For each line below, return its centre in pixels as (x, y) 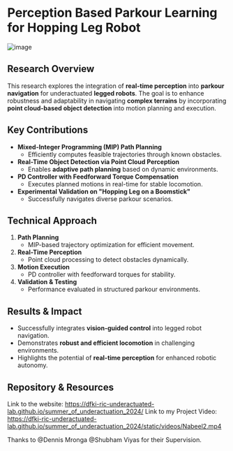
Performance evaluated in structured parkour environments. (114, 289)
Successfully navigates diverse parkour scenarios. (100, 199)
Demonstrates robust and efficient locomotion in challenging (106, 343)
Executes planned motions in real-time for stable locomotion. (115, 184)
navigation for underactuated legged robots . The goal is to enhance (106, 93)
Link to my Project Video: (181, 411)
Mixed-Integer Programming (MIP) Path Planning (89, 147)
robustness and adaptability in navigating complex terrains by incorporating (117, 101)
